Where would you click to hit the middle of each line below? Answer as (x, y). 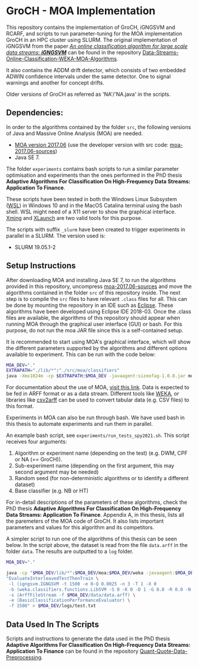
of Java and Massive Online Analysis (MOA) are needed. (75, 133)
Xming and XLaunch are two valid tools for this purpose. (74, 218)
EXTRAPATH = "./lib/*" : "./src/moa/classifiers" (63, 371)
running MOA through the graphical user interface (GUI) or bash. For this (94, 324)
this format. (20, 406)
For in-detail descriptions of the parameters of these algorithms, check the (97, 502)
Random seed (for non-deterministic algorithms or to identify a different (102, 478)
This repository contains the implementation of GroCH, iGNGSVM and (91, 27)
